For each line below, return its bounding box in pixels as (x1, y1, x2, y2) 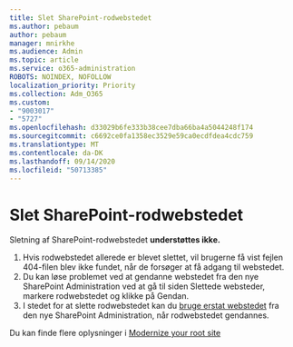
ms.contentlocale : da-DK (9, 148, 103, 157)
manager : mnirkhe (9, 38, 75, 48)
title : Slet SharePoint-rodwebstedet (9, 13, 152, 23)
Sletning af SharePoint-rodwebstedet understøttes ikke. (9, 234, 220, 245)
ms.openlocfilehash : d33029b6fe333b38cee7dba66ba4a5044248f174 (9, 124, 254, 133)
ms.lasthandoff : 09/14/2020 (9, 156, 116, 166)
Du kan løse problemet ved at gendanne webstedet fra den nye (22, 272, 259, 283)
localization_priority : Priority (9, 81, 136, 90)
